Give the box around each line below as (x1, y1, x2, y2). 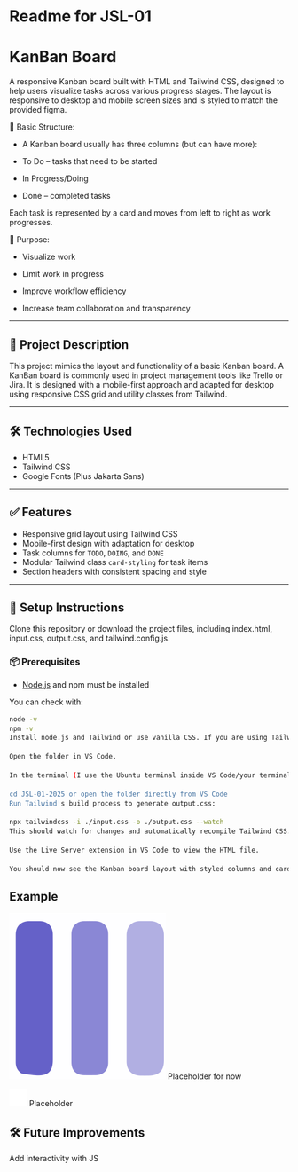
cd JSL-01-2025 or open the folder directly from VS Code (9, 790, 228, 798)
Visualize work (21, 251, 76, 263)
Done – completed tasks (21, 191, 111, 201)
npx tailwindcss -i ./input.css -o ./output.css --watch (9, 818, 224, 827)
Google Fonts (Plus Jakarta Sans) (21, 470, 145, 481)
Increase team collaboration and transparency (21, 303, 191, 314)
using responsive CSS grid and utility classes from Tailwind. (9, 389, 228, 399)
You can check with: (9, 696, 84, 707)
